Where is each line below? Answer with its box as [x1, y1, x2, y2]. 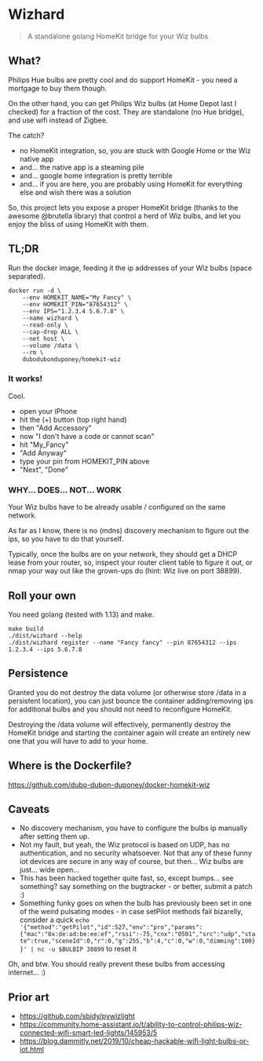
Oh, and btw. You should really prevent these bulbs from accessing [8, 960, 225, 969]
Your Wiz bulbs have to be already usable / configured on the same [8, 503, 226, 512]
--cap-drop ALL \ [22, 327, 79, 335]
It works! [8, 373, 43, 384]
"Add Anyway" [19, 448, 68, 457]
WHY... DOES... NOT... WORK [8, 485, 122, 496]
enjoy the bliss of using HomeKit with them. [8, 219, 149, 229]
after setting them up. [19, 832, 90, 841]
